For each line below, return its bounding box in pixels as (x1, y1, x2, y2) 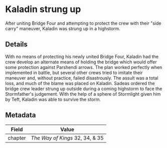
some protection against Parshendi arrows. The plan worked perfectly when (5, 64, 162, 70)
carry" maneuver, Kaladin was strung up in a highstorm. (5, 25, 120, 31)
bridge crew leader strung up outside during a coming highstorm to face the (5, 86, 162, 92)
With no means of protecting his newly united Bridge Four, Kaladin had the (5, 53, 159, 59)
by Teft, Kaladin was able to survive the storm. (5, 96, 101, 102)
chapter (8, 134, 26, 141)
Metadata (5, 111, 36, 119)
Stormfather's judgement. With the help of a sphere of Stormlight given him (5, 91, 161, 97)
